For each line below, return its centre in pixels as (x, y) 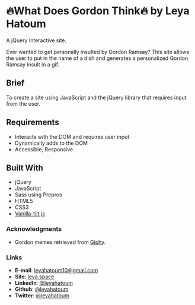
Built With (25, 168)
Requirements (33, 123)
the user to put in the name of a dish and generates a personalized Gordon (97, 58)
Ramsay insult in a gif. (33, 64)
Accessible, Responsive (44, 149)
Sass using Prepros (38, 195)
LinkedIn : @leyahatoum (44, 282)
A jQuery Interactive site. (36, 40)
